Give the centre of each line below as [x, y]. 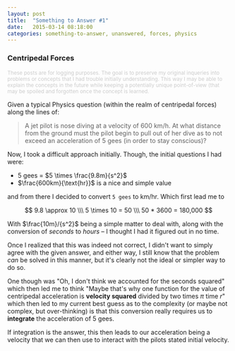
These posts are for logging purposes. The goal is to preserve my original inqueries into [114, 73]
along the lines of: [34, 112]
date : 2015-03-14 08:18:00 [50, 27]
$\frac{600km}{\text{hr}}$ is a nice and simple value [94, 183]
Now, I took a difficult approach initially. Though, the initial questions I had [115, 154]
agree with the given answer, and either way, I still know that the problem [114, 252]
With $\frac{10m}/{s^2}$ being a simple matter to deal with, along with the [115, 223]
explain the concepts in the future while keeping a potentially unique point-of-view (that [114, 85]
